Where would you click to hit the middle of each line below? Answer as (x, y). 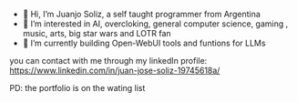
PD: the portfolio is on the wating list (77, 88)
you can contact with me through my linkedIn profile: (108, 61)
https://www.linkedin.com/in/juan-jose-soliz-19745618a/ (115, 70)
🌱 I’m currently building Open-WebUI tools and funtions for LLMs (144, 43)
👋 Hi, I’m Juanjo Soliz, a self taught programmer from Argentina (142, 14)
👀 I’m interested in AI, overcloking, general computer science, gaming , (155, 24)
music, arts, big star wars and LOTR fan (97, 33)
